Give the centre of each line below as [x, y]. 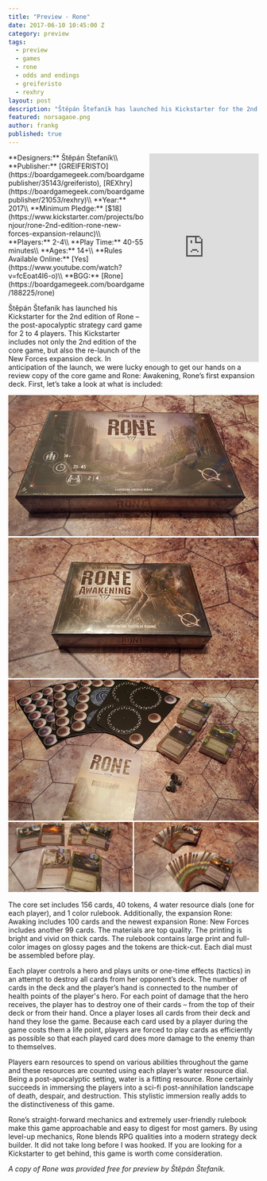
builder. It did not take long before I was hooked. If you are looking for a [125, 1145]
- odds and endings [48, 75]
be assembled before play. [52, 955]
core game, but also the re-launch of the [74, 350]
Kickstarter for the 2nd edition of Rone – [74, 316]
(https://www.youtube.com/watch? [65, 267]
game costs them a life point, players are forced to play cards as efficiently [130, 1030]
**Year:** [110, 199]
